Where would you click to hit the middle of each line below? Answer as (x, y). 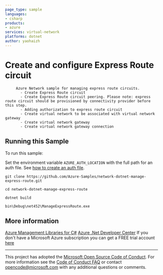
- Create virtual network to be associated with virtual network (88, 114)
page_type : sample (24, 9)
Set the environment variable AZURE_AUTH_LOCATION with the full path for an (79, 162)
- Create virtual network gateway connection (67, 127)
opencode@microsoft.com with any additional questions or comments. (76, 267)
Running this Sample (37, 141)
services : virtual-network (32, 32)
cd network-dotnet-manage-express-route (47, 189)
